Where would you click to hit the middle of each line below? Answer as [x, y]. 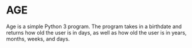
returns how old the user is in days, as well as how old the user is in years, [97, 32]
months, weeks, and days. [38, 39]
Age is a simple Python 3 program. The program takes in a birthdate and [94, 26]
